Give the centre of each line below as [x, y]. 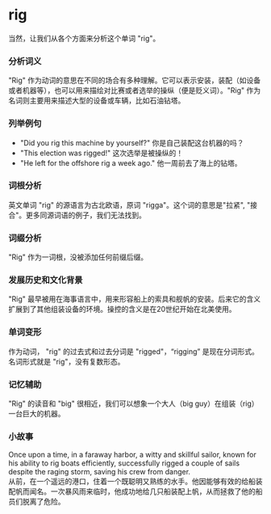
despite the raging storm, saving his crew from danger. [100, 472]
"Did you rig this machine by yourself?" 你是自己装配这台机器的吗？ [132, 142]
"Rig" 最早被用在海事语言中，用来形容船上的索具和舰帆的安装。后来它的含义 [134, 299]
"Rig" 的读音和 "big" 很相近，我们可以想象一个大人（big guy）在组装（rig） [134, 404]
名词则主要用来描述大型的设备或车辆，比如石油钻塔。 [97, 101]
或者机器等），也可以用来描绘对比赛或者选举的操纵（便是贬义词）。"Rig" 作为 [134, 91]
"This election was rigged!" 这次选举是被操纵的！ [102, 153]
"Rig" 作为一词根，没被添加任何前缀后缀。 [78, 257]
